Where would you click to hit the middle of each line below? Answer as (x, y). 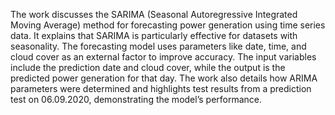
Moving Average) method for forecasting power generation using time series (168, 25)
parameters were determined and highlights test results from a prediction (161, 88)
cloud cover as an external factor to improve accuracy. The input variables (163, 57)
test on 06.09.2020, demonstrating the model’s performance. (136, 99)
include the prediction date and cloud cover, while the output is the (148, 67)
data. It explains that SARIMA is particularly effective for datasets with (154, 35)
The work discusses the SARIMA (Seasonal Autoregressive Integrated (154, 14)
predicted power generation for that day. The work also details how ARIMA (164, 78)
